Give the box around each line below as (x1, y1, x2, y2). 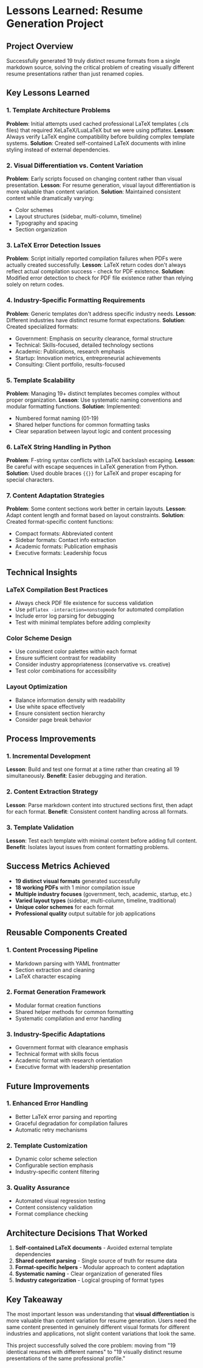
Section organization (15, 225, 67, 233)
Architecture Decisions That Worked (6, 1228, 148, 1238)
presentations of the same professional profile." (6, 1355, 126, 1362)
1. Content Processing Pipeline (6, 946, 98, 954)
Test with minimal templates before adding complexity (15, 619, 151, 626)
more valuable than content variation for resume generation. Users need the (6, 1317, 197, 1325)
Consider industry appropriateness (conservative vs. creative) (15, 660, 171, 668)
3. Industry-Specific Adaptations (6, 1030, 105, 1038)
